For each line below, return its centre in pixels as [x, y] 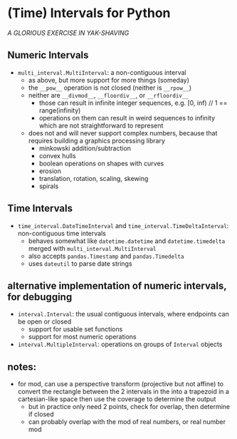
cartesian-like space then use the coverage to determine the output [117, 399]
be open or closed [44, 321]
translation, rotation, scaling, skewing [94, 178]
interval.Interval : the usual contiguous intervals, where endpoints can [123, 314]
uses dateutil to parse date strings [80, 263]
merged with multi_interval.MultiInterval [92, 248]
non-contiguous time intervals [62, 233]
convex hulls [57, 155]
